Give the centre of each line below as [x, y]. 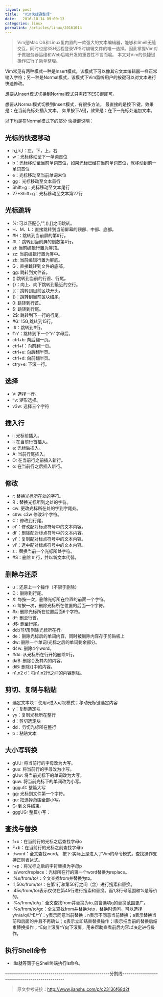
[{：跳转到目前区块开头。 [37, 290]
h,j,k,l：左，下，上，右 [35, 151]
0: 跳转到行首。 [28, 303]
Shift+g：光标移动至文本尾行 [41, 187]
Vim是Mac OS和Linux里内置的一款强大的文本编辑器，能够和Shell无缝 [86, 43]
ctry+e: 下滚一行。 [31, 364]
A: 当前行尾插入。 [30, 454]
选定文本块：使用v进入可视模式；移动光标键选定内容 [65, 702]
